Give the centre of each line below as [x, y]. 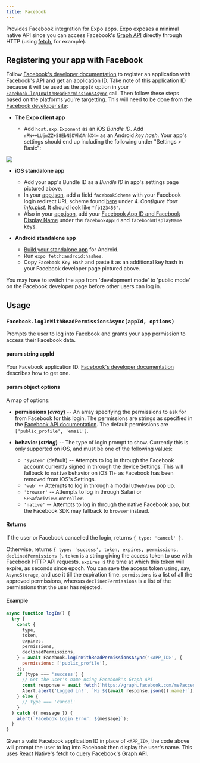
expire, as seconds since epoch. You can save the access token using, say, [98, 568]
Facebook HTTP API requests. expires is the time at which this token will [95, 562]
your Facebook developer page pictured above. [82, 269]
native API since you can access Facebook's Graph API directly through [94, 35]
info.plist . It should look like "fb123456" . [72, 208]
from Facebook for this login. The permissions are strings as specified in [104, 418]
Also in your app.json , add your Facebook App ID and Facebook [102, 214]
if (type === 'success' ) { [50, 674]
